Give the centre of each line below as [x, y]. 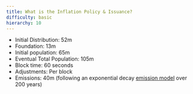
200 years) [28, 84]
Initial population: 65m [42, 53]
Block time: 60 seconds [44, 65]
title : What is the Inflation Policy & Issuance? [70, 12]
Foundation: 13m [35, 46]
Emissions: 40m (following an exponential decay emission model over [101, 78]
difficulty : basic [29, 17]
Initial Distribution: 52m [43, 40]
